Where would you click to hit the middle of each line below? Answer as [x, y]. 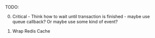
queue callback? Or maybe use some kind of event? [65, 22]
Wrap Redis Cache [31, 31]
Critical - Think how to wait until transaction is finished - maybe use [81, 16]
